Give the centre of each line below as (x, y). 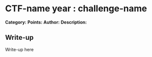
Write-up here (19, 49)
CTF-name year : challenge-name (76, 9)
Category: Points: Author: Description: (46, 22)
